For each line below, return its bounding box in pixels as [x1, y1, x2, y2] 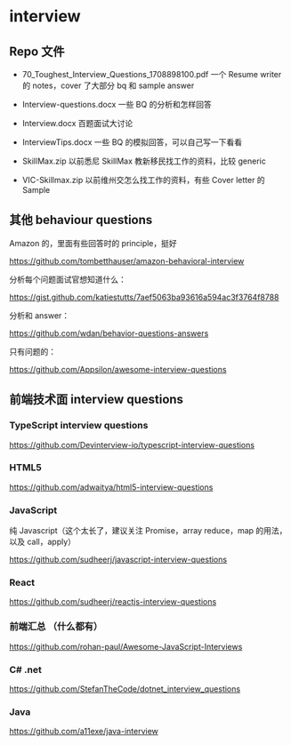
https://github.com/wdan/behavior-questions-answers [9, 327, 209, 339]
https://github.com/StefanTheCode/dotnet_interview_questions [9, 683, 241, 694]
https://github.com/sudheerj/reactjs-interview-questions [9, 597, 217, 607]
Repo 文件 [9, 44, 65, 59]
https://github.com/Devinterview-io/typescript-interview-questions [9, 439, 255, 450]
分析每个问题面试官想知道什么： [9, 274, 126, 284]
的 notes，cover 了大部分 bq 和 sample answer [21, 80, 195, 91]
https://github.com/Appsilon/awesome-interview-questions [9, 364, 227, 374]
